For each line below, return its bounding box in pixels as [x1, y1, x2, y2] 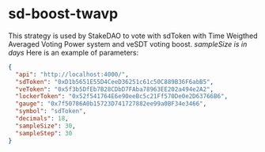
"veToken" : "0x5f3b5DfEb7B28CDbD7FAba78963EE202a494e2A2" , [15, 85, 214, 93]
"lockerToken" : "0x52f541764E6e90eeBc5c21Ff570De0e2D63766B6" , [15, 93, 228, 101]
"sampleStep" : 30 [15, 129, 73, 137]
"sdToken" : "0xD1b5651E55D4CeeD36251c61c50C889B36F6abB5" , [15, 78, 214, 85]
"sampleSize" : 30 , [15, 122, 77, 130]
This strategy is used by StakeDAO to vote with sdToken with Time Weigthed [8, 31, 259, 40]
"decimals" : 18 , [15, 115, 69, 123]
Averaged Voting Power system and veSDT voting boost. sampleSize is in [8, 39, 248, 48]
